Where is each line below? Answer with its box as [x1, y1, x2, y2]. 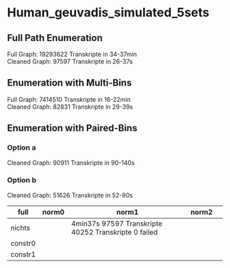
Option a [7, 143, 36, 152]
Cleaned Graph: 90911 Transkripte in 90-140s [7, 159, 135, 167]
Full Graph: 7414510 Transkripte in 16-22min [7, 95, 131, 103]
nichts [10, 223, 31, 232]
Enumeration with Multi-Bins [7, 77, 132, 89]
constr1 [10, 250, 36, 259]
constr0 [10, 238, 36, 247]
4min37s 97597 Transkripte [71, 219, 163, 228]
